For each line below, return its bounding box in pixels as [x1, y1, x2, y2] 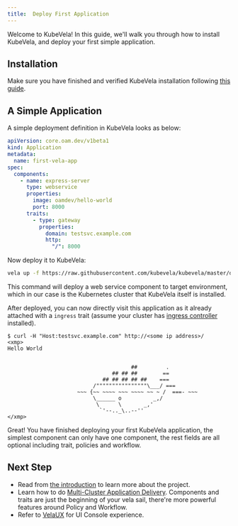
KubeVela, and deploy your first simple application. [7, 37, 156, 46]
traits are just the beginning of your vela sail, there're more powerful [17, 495, 217, 504]
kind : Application [7, 144, 62, 151]
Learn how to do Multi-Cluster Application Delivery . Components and [17, 488, 220, 496]
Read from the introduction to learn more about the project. [17, 480, 191, 488]
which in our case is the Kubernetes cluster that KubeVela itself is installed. [7, 290, 227, 298]
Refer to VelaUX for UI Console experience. [17, 510, 144, 519]
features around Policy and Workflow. [17, 503, 127, 511]
